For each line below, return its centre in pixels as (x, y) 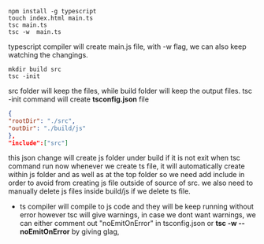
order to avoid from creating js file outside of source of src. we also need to (131, 183)
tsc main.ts (28, 25)
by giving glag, (95, 231)
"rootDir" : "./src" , (42, 121)
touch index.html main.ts (50, 18)
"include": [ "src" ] (38, 143)
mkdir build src (35, 69)
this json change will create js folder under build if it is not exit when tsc (124, 158)
